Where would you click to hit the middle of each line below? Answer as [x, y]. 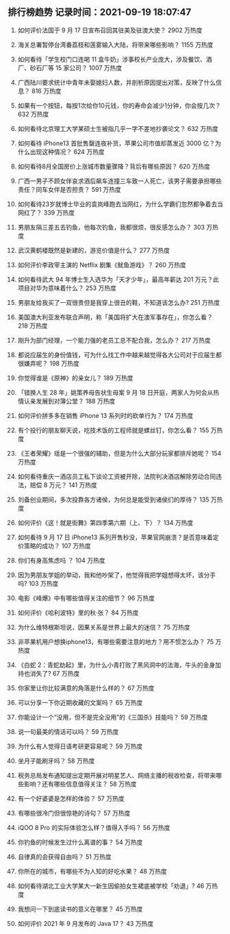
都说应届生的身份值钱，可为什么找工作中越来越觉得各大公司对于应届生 [117, 354]
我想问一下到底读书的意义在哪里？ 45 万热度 [80, 909]
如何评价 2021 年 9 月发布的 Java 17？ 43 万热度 [86, 923]
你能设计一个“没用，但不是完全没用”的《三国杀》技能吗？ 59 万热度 [113, 717]
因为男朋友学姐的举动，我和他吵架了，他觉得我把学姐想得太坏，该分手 [117, 575]
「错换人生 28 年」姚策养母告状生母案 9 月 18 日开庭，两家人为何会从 [115, 392]
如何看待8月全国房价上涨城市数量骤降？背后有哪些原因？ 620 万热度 [114, 166]
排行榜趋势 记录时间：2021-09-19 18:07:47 [100, 12]
